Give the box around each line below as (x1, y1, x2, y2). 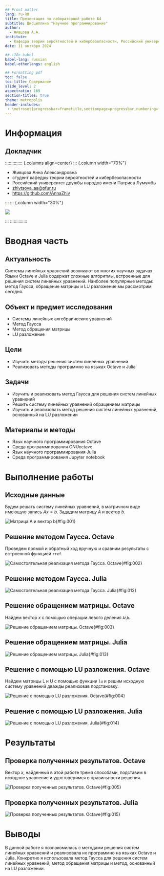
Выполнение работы (5, 471, 94, 482)
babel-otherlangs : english (5, 62, 60, 66)
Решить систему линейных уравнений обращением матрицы (12, 401, 141, 407)
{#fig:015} (100, 811, 121, 817)
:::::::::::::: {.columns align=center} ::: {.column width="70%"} (5, 160, 126, 166)
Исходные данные (5, 491, 65, 499)
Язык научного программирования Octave (12, 438, 101, 445)
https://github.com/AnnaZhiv (12, 190, 70, 196)
